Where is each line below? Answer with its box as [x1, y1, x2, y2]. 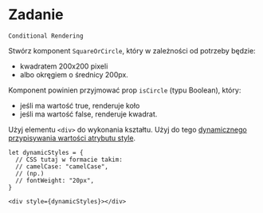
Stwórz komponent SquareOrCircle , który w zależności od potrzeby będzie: [8, 45, 257, 55]
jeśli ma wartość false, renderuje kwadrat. [19, 109, 158, 119]
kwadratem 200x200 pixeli [19, 61, 108, 71]
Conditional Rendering [8, 32, 84, 40]
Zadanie [8, 6, 64, 24]
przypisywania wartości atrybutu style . [8, 133, 136, 143]
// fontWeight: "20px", [15, 176, 94, 184]
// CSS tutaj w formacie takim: [15, 156, 124, 164]
